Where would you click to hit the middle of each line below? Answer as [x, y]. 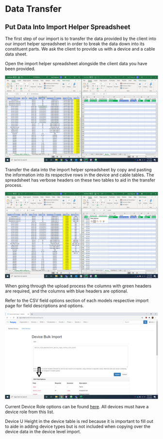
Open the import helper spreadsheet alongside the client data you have [76, 64]
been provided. [20, 69]
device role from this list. [30, 412]
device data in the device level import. [43, 431]
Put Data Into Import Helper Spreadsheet [68, 27]
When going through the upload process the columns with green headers [78, 286]
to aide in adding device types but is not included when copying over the [78, 426]
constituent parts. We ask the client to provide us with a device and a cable [80, 49]
